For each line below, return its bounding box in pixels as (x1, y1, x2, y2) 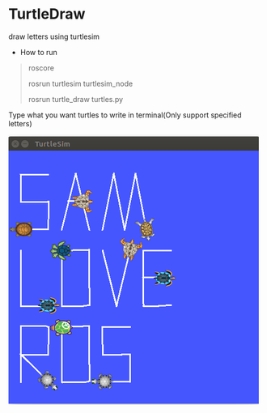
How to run (19, 47, 58, 57)
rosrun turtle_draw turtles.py (28, 94, 124, 104)
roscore (28, 62, 55, 73)
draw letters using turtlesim (8, 32, 100, 41)
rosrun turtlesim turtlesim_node (28, 79, 133, 88)
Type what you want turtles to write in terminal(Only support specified (8, 110, 242, 120)
